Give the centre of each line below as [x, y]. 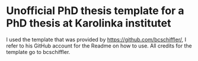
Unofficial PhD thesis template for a [95, 11]
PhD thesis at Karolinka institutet [89, 23]
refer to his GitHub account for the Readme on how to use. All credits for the [99, 46]
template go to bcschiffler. [38, 52]
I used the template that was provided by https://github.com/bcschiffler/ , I [96, 39]
